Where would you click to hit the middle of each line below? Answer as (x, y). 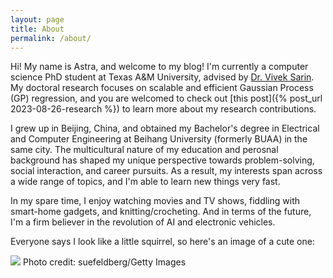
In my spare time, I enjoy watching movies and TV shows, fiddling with (155, 201)
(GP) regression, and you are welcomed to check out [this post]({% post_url (166, 98)
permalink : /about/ (51, 38)
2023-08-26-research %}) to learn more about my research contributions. (163, 109)
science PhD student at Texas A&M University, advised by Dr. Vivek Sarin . (162, 77)
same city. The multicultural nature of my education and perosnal (144, 150)
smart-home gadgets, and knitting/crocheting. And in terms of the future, (161, 212)
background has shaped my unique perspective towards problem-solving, (162, 160)
